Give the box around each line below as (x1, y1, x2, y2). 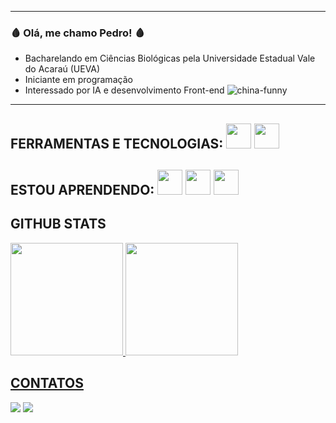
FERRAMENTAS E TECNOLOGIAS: (10, 135, 224, 152)
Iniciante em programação (24, 74, 133, 86)
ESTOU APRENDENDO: (10, 182, 155, 199)
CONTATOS (10, 375, 84, 392)
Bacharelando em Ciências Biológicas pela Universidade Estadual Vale (24, 52, 316, 65)
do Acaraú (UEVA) (24, 63, 101, 75)
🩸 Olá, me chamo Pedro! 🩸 (10, 26, 145, 40)
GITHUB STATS (10, 216, 107, 233)
